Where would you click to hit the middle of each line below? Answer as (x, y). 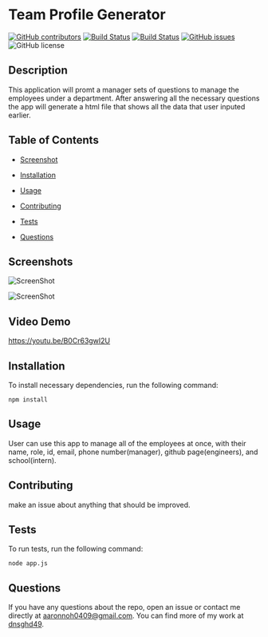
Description (38, 71)
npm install (28, 400)
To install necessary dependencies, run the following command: (113, 385)
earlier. (20, 115)
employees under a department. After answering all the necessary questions (134, 98)
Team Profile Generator (87, 15)
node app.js (28, 564)
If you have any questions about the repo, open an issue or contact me (124, 607)
